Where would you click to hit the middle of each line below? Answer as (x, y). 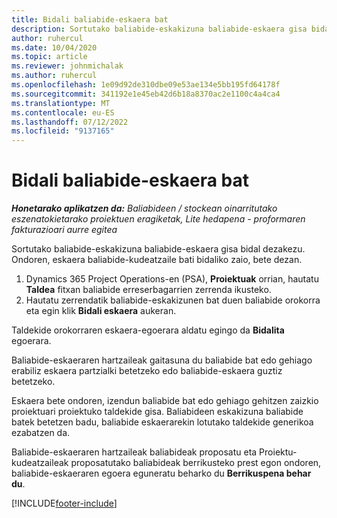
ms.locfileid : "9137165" (63, 131)
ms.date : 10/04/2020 (54, 47)
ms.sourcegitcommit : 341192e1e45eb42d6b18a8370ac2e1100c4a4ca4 (146, 94)
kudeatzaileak (40, 463)
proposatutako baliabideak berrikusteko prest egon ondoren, (196, 463)
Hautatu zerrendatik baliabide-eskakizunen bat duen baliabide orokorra (173, 300)
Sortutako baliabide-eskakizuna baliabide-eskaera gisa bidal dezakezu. (158, 249)
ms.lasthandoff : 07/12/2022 (70, 122)
